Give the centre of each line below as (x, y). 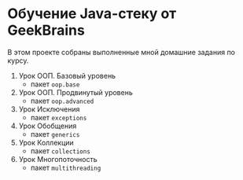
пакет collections (61, 151)
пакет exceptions (59, 117)
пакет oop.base (55, 84)
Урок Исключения (49, 109)
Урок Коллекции (46, 142)
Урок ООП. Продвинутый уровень (75, 92)
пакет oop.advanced (62, 101)
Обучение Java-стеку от (92, 14)
